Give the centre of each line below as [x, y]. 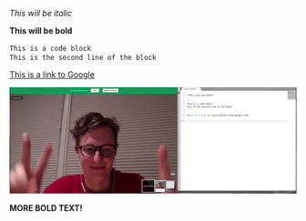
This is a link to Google [52, 75]
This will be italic [41, 13]
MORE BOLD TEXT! [46, 208]
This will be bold [41, 30]
